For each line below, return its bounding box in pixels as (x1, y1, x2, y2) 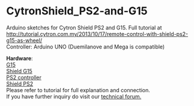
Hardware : (6, 54, 33, 62)
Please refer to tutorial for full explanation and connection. (6, 86, 150, 93)
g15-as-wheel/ (6, 37, 43, 44)
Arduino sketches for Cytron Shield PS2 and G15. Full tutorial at (6, 24, 162, 31)
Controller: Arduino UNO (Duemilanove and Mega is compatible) (6, 43, 165, 50)
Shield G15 (6, 67, 33, 74)
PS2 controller (6, 74, 42, 81)
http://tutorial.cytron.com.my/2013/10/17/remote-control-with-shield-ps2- (6, 30, 189, 37)
